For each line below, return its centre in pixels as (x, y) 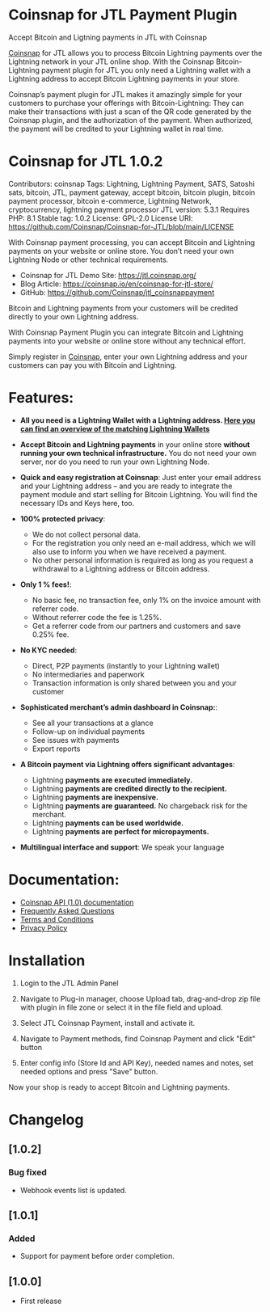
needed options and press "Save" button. (89, 1071)
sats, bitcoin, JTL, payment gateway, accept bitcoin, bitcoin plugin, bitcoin (132, 192)
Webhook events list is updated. (73, 1190)
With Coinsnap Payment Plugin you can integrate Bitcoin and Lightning (126, 332)
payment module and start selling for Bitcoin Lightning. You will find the (139, 494)
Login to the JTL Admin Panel (69, 983)
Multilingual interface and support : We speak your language (122, 847)
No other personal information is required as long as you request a (143, 560)
